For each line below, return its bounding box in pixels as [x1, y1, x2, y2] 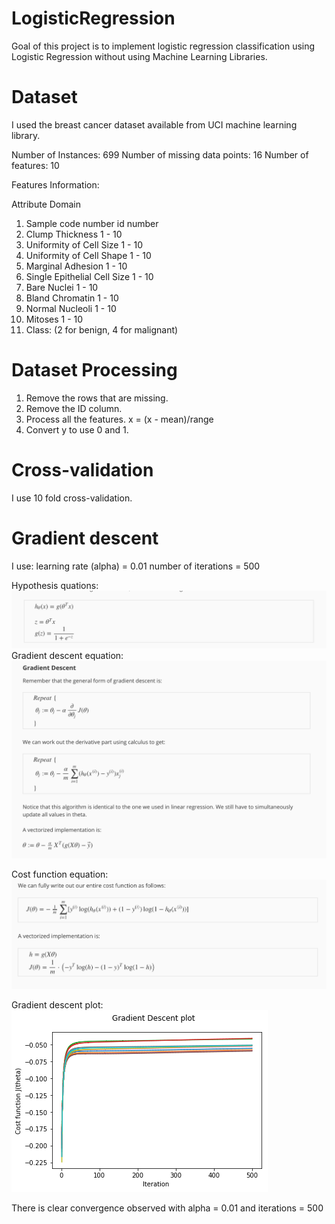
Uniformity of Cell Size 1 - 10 [25, 238, 144, 251]
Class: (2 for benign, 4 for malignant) [25, 323, 179, 336]
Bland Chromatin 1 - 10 [25, 292, 119, 304]
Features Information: [11, 178, 100, 191]
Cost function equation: [11, 868, 109, 881]
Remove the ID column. [25, 402, 123, 414]
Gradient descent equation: [11, 650, 124, 662]
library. [11, 129, 41, 141]
